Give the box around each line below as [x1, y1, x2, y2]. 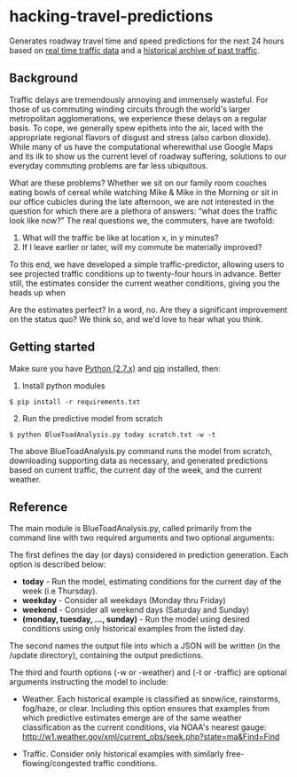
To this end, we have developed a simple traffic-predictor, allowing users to [9, 259, 285, 270]
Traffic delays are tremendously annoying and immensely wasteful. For [9, 94, 269, 105]
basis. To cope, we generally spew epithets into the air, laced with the [9, 122, 264, 133]
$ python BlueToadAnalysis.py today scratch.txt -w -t [9, 430, 216, 439]
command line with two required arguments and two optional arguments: [9, 532, 275, 543]
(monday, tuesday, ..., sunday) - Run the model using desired [21, 614, 250, 624]
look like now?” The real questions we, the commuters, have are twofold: [9, 215, 275, 225]
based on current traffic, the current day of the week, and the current [9, 464, 262, 475]
